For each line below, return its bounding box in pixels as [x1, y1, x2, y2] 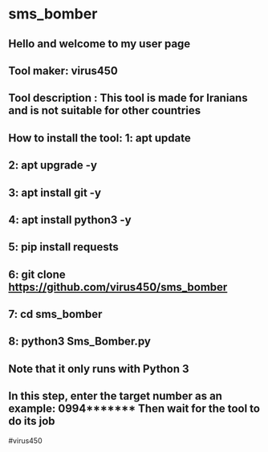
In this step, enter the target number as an [8, 389, 223, 403]
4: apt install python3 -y [8, 213, 132, 226]
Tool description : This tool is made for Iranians [8, 92, 248, 105]
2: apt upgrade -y [8, 158, 98, 173]
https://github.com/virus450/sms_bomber [8, 280, 228, 294]
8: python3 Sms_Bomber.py [8, 335, 151, 348]
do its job [8, 414, 55, 428]
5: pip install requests [8, 240, 119, 254]
